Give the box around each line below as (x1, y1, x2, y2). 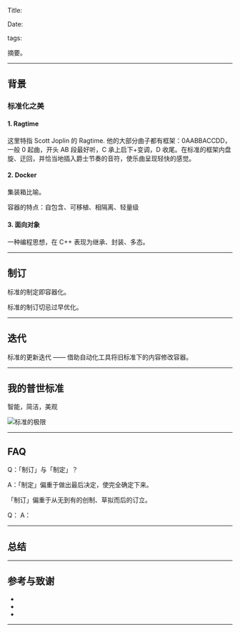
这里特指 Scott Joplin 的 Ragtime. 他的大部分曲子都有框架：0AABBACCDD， (7, 136, 231, 145)
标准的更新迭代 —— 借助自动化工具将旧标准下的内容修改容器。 (7, 353, 193, 361)
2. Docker (7, 171, 37, 179)
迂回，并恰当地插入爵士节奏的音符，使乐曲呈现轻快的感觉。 (19, 154, 195, 163)
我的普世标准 (7, 382, 64, 394)
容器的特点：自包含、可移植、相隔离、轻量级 (7, 203, 139, 211)
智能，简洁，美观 (7, 403, 58, 411)
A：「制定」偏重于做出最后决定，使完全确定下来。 (7, 481, 153, 489)
